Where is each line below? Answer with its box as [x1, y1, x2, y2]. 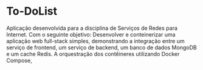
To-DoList [6, 4, 58, 18]
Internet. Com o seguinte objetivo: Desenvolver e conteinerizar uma [6, 30, 176, 38]
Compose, [6, 57, 32, 64]
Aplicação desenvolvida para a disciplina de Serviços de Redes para [6, 24, 178, 32]
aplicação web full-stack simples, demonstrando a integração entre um [6, 37, 185, 44]
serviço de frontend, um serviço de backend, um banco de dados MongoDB [6, 44, 197, 51]
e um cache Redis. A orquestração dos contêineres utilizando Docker [6, 50, 180, 57]
